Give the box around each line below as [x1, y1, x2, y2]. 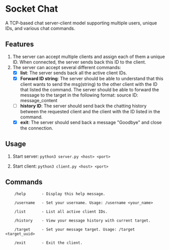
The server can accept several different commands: [12, 64, 121, 70]
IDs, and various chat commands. [5, 25, 76, 31]
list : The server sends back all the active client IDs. [20, 70, 127, 76]
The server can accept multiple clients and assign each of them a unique [12, 53, 165, 59]
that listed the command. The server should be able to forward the [20, 86, 159, 92]
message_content [20, 97, 57, 103]
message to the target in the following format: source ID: [20, 92, 139, 98]
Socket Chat [5, 3, 58, 15]
